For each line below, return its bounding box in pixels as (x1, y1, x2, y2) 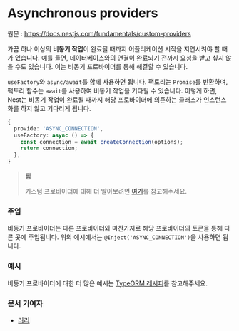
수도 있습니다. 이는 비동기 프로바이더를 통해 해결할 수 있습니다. (14, 62, 188, 70)
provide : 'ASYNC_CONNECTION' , (14, 125, 103, 132)
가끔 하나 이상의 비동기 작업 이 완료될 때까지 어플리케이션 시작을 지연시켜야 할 (7, 44, 220, 53)
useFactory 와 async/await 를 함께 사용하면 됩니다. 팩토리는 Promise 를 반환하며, (7, 77, 228, 86)
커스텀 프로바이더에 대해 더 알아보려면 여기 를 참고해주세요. (24, 187, 188, 196)
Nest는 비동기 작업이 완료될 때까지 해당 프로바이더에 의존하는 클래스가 (7, 95, 202, 104)
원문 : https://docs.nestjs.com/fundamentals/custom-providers (7, 29, 191, 38)
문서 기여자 (7, 298, 44, 308)
